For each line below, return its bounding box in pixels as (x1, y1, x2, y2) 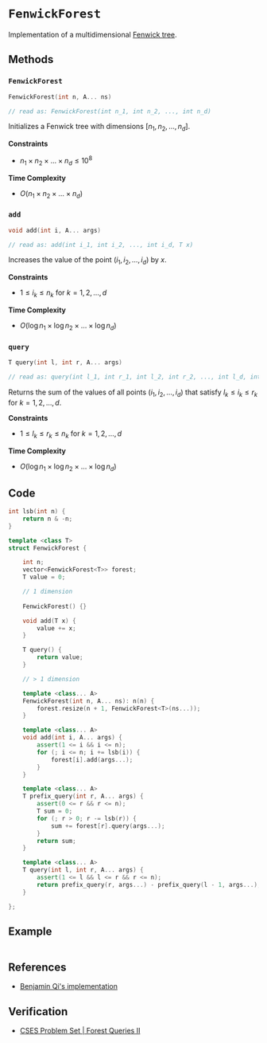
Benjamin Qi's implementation (19, 982, 118, 991)
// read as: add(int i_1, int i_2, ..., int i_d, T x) (8, 241, 194, 249)
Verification (8, 1005, 68, 1018)
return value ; (37, 653, 83, 661)
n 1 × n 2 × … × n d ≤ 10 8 (19, 155, 93, 167)
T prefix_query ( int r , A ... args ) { (22, 792, 145, 801)
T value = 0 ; (22, 573, 66, 582)
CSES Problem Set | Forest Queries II (19, 1026, 141, 1036)
